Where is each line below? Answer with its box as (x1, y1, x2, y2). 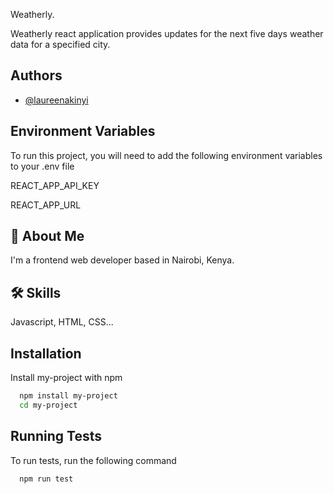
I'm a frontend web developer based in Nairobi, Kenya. (10, 254, 235, 266)
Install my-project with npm (10, 372, 123, 384)
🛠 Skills (10, 284, 62, 301)
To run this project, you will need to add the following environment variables (10, 149, 323, 161)
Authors (10, 67, 63, 84)
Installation (10, 345, 82, 362)
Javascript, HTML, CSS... (10, 316, 114, 328)
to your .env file (10, 160, 75, 172)
